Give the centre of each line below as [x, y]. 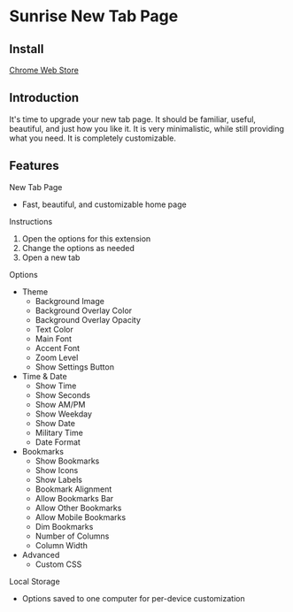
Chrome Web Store [44, 70]
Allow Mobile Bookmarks [81, 517]
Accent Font [58, 348]
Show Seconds [63, 394]
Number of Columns [72, 536]
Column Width [62, 545]
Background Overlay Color [84, 310]
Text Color [54, 329]
